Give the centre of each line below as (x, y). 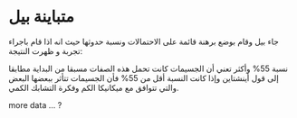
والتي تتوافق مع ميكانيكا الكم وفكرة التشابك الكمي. (94, 87)
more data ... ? (35, 104)
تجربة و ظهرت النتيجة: (46, 50)
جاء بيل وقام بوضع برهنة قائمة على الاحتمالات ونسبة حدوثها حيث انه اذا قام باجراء (144, 41)
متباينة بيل (41, 17)
